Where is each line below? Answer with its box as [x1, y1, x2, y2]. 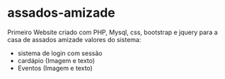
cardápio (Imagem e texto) [17, 56, 96, 64]
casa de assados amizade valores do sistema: [7, 35, 142, 43]
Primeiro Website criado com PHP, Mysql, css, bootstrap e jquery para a [7, 28, 218, 36]
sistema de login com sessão [17, 49, 103, 57]
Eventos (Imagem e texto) [17, 64, 93, 72]
